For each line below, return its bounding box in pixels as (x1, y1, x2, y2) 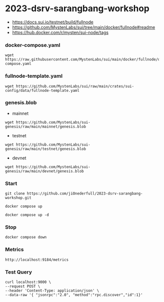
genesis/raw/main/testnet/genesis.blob (5, 146, 86, 151)
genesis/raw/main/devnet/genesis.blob (5, 169, 84, 173)
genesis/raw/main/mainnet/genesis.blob (5, 124, 86, 129)
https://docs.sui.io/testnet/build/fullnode (12, 19, 94, 25)
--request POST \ (5, 284, 41, 289)
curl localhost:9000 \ (5, 280, 51, 285)
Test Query (5, 268, 32, 275)
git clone (5, 191, 25, 196)
